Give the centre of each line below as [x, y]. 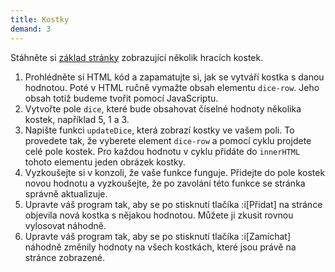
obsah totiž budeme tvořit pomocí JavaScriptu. [121, 98]
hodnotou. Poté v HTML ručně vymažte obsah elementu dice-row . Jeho [172, 87]
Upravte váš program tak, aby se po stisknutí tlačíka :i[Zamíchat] [158, 236]
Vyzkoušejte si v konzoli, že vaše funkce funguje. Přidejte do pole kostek [175, 172]
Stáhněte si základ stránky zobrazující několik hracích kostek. [137, 57]
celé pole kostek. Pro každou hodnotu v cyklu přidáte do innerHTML [162, 151]
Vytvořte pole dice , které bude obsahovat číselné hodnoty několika [163, 108]
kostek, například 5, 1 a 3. [77, 119]
